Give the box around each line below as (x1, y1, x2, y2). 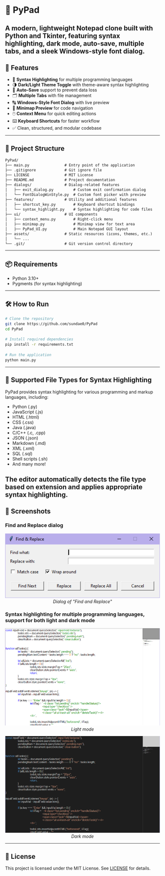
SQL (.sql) (12, 450, 33, 456)
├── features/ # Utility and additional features (5, 197, 137, 202)
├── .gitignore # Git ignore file (5, 168, 102, 173)
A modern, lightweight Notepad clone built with (5, 24, 153, 32)
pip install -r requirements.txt (5, 342, 74, 347)
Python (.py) (12, 404, 38, 410)
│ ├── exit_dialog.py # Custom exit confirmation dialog (5, 188, 146, 192)
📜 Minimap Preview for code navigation (12, 105, 93, 111)
